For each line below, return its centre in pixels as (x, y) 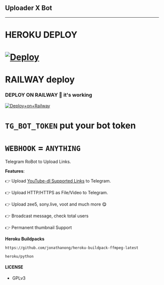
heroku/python (20, 256)
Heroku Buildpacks (25, 239)
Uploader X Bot (29, 8)
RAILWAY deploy (40, 80)
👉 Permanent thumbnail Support (39, 227)
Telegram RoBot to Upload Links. (38, 161)
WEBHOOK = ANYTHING (43, 148)
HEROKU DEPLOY (41, 35)
